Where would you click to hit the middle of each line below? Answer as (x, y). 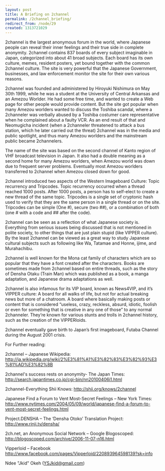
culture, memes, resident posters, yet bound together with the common (78, 63)
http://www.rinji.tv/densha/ (32, 424)
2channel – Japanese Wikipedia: (38, 354)
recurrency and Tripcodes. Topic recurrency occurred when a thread (75, 186)
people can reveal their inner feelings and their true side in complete (74, 47)
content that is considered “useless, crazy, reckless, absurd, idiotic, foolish (81, 304)
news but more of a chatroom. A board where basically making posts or (78, 299)
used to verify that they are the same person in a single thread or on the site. (83, 202)
